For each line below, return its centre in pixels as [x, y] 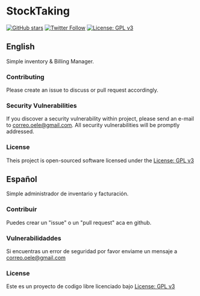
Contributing [25, 77]
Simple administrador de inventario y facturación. [67, 194]
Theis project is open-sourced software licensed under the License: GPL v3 [100, 160]
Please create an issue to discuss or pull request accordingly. [82, 90]
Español [22, 179]
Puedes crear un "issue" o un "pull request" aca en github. [79, 222]
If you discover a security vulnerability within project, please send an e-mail [100, 119]
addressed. [20, 131]
